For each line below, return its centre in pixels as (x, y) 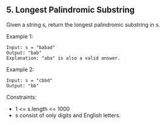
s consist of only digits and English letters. (68, 115)
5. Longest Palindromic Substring (71, 10)
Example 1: (20, 36)
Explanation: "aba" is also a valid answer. (63, 58)
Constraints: (22, 97)
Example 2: (20, 69)
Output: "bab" (24, 53)
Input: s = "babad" (31, 47)
